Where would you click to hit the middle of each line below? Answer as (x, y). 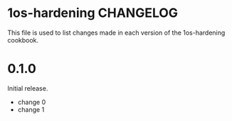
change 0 (32, 102)
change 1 (31, 109)
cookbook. (23, 40)
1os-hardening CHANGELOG (93, 13)
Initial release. (28, 88)
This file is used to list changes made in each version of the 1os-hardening (116, 33)
